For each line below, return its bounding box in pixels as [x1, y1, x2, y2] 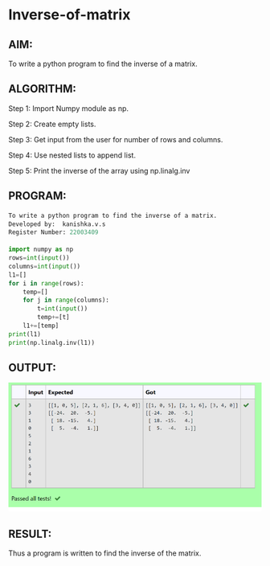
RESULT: [8, 527, 52, 540]
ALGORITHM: [8, 82, 76, 96]
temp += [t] [37, 314, 70, 322]
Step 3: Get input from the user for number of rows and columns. [8, 134, 223, 144]
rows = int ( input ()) [8, 254, 70, 262]
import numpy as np [8, 245, 74, 254]
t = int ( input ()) [37, 305, 88, 313]
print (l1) [8, 330, 42, 338]
